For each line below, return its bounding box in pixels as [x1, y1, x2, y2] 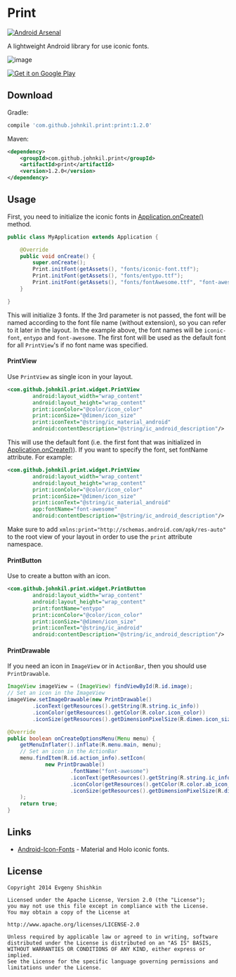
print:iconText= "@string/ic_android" [32, 625, 143, 632]
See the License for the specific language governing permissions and [7, 958, 218, 965]
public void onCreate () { [20, 253, 96, 260]
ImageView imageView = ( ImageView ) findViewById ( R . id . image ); [7, 683, 193, 690]
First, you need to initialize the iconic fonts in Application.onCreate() [7, 212, 204, 221]
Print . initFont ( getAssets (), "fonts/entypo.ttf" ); [32, 272, 184, 279]
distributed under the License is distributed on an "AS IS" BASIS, [7, 939, 212, 947]
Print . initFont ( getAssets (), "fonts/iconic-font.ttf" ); [32, 266, 199, 273]
